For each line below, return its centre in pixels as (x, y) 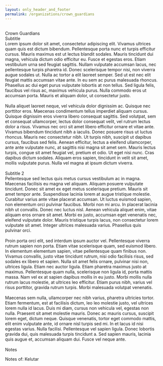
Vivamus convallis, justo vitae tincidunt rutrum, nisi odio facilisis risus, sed (79, 256)
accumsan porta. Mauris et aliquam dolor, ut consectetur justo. (68, 95)
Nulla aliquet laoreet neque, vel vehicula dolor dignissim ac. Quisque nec (78, 106)
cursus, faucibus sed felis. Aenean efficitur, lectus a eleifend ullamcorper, (79, 142)
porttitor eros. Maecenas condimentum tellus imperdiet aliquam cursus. (77, 111)
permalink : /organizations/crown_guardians (50, 14)
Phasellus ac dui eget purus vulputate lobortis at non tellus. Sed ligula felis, (80, 85)
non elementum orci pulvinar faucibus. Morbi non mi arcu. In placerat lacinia (81, 204)
